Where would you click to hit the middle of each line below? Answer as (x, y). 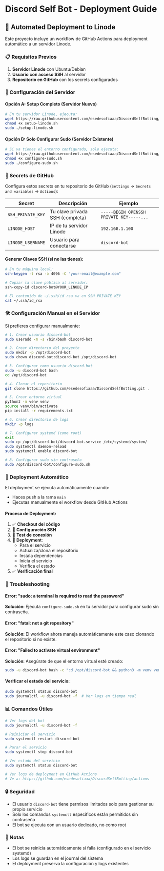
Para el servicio (35, 545)
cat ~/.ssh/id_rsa (24, 301)
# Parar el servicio (26, 747)
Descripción (73, 203)
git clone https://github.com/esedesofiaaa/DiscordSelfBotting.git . (77, 388)
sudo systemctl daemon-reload (36, 447)
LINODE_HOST (21, 228)
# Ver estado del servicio (32, 761)
